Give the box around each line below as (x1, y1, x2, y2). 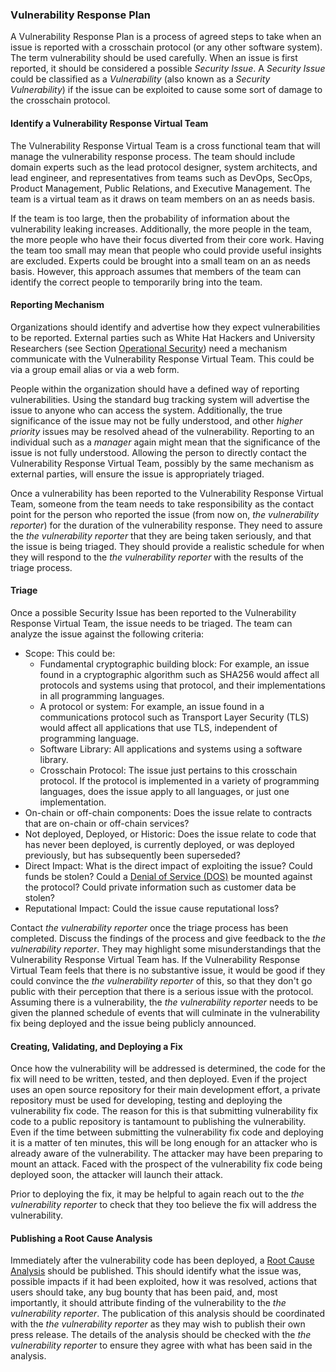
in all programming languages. (39, 689, 165, 702)
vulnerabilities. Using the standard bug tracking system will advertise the (10, 393, 310, 405)
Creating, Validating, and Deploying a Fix (10, 1040, 183, 1052)
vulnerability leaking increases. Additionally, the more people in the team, (10, 223, 312, 235)
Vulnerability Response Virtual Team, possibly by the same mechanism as (10, 457, 315, 469)
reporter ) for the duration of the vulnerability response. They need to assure (10, 519, 323, 531)
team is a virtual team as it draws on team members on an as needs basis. (10, 193, 316, 205)
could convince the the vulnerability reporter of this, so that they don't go (10, 974, 313, 987)
